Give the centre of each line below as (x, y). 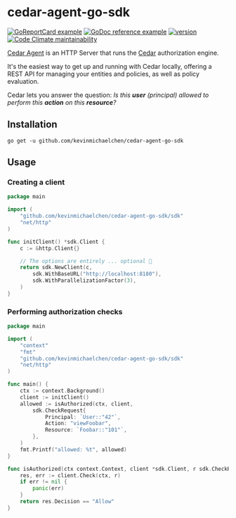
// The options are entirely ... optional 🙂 (86, 261)
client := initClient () (55, 397)
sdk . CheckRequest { (59, 410)
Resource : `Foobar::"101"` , (86, 430)
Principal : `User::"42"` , (83, 417)
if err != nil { (44, 482)
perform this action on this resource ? (62, 102)
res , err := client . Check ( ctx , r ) (70, 475)
